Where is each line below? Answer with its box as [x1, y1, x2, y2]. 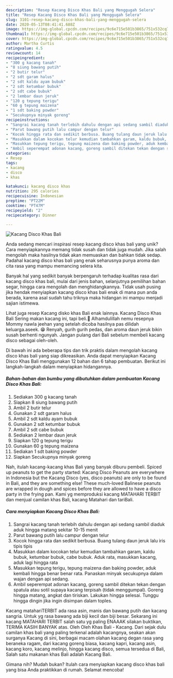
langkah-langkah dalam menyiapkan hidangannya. [6, 364, 112, 370]
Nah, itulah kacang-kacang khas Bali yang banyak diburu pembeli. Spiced [6, 464, 162, 470]
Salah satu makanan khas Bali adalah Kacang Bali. [6, 651, 112, 657]
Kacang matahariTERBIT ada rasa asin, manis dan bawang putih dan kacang [6, 608, 167, 614]
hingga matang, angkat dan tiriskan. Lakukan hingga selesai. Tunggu [13, 592, 159, 598]
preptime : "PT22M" [6, 198, 45, 203]
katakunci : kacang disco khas [6, 184, 71, 189]
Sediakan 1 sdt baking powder [13, 448, 78, 455]
